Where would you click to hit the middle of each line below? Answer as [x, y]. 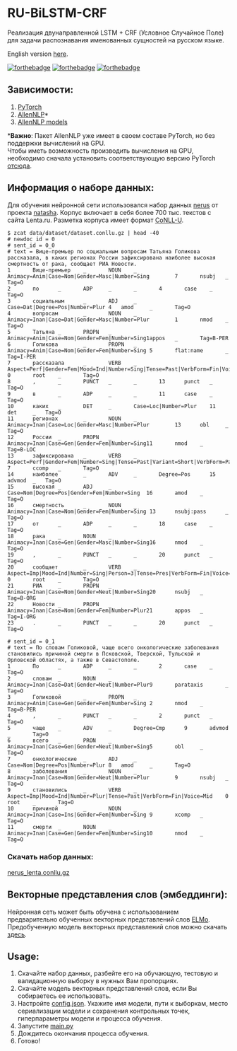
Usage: [24, 957]
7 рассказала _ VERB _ [72, 363]
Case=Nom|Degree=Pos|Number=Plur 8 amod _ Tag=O [99, 765]
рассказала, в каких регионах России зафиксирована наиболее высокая [112, 257]
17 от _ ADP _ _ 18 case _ [110, 524]
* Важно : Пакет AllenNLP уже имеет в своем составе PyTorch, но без [111, 135]
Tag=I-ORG [22, 617]
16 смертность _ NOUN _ [72, 505]
